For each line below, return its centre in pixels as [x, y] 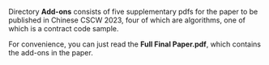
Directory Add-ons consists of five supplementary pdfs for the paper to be [133, 12]
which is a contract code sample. [64, 28]
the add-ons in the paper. [51, 53]
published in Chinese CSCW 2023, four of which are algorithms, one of [127, 20]
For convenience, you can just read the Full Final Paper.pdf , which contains [135, 44]
